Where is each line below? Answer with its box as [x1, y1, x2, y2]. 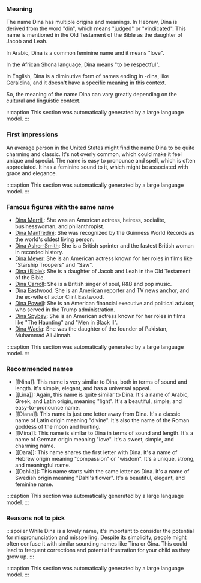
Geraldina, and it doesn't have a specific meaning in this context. [6, 79, 167, 86]
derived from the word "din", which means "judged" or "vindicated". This [6, 25, 186, 32]
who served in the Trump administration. [14, 306, 115, 313]
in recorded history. [14, 248, 64, 255]
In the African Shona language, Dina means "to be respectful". [6, 61, 160, 68]
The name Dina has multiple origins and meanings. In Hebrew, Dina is [6, 19, 178, 26]
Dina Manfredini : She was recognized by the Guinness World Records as [14, 229, 195, 236]
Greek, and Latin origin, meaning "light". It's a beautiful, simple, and [14, 397, 182, 405]
